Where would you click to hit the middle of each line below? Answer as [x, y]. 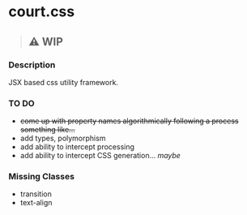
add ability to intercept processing [77, 147]
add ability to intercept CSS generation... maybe [100, 156]
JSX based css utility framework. [64, 82]
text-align [36, 203]
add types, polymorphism [63, 138]
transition [36, 194]
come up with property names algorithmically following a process [129, 121]
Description [32, 65]
